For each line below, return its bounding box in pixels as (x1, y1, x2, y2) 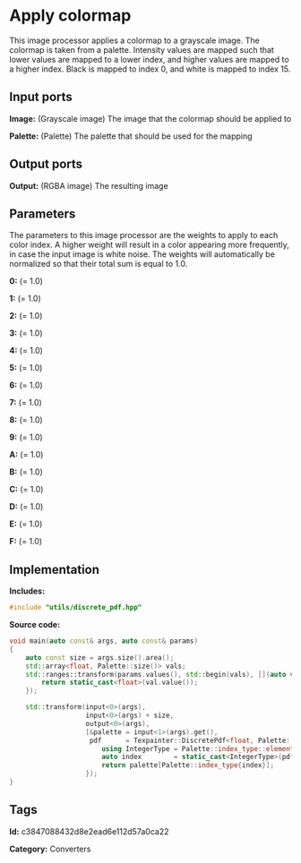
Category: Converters (9, 843, 91, 854)
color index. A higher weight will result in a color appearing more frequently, (9, 239, 289, 251)
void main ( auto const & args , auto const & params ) (9, 637, 199, 645)
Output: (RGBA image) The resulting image (9, 180, 168, 191)
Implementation (9, 561, 100, 577)
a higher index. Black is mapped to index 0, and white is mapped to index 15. (9, 64, 291, 74)
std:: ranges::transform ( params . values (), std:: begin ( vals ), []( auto (25, 670, 287, 679)
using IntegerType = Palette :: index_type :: (101, 744, 267, 753)
